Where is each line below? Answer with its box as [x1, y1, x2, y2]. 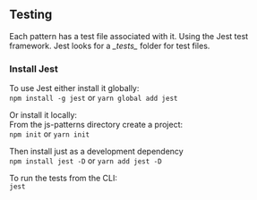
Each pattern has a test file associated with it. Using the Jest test [9, 30, 249, 41]
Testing [9, 7, 53, 22]
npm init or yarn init [9, 129, 90, 139]
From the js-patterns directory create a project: [9, 120, 184, 130]
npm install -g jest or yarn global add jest [9, 93, 178, 104]
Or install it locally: [9, 110, 78, 121]
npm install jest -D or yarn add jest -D [9, 155, 163, 166]
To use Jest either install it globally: [9, 83, 140, 94]
